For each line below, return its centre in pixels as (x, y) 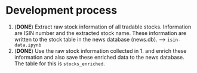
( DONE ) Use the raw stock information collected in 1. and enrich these (100, 50)
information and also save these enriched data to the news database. (99, 57)
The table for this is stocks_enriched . (59, 64)
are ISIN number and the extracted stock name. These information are (100, 33)
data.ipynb (28, 45)
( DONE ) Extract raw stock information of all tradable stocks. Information (103, 27)
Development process (61, 10)
